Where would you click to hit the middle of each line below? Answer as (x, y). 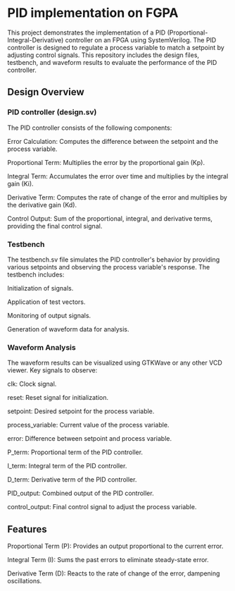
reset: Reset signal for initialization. (58, 398)
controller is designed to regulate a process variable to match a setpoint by (116, 47)
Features (27, 529)
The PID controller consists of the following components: (90, 128)
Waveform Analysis (42, 347)
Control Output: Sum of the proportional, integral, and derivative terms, (110, 218)
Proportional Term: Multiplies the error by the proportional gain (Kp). (106, 162)
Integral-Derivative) (36, 39)
